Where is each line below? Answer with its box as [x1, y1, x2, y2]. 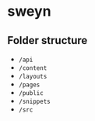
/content [18, 64, 47, 72]
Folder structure [7, 34, 88, 47]
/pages [18, 81, 40, 89]
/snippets [18, 97, 51, 105]
